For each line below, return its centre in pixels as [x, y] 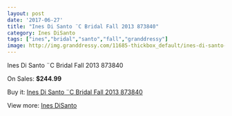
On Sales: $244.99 [35, 79]
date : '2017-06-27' [35, 20]
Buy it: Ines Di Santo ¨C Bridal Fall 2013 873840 [75, 92]
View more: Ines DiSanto [42, 105]
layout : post [26, 13]
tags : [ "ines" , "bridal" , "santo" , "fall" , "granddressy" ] [88, 39]
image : [17, 46]
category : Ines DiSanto [41, 33]
